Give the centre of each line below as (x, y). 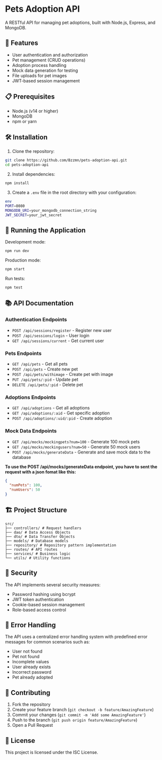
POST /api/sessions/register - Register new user (62, 330)
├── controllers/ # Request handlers (43, 528)
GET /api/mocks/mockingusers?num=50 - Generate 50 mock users (76, 447)
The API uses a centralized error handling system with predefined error (76, 637)
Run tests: (15, 279)
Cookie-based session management (48, 604)
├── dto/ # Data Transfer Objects (40, 536)
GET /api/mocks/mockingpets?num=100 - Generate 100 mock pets (76, 442)
